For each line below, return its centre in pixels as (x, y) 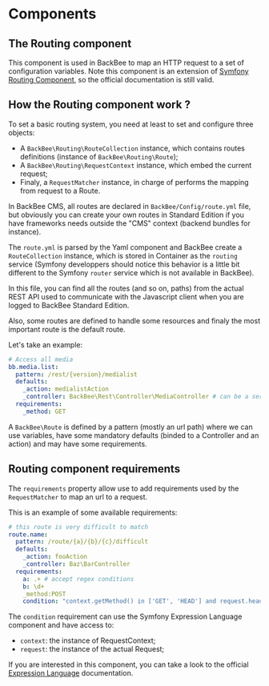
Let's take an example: (46, 344)
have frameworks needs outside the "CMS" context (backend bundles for (129, 223)
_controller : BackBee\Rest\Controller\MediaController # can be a (136, 397)
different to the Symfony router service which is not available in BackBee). (131, 272)
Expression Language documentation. (71, 673)
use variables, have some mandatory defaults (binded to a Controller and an (134, 435)
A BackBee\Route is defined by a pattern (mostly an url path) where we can (131, 427)
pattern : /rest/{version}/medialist (76, 374)
